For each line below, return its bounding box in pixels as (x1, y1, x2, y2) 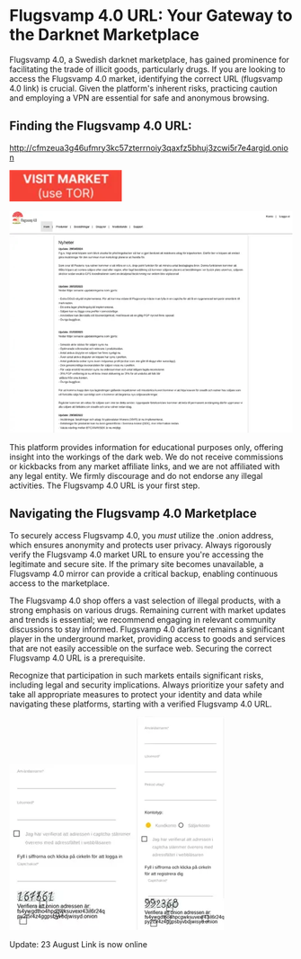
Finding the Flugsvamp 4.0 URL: (9, 119, 192, 134)
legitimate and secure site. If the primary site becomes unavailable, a (9, 558, 264, 569)
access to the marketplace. (9, 577, 111, 589)
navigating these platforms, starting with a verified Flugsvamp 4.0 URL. (9, 698, 272, 709)
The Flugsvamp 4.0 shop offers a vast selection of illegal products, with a (9, 595, 281, 606)
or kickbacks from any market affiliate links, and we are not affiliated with (9, 461, 280, 472)
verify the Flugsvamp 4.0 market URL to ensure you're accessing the (9, 549, 264, 560)
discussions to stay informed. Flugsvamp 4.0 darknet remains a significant (9, 624, 285, 635)
